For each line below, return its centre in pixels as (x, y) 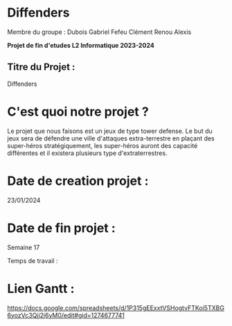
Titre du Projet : (41, 67)
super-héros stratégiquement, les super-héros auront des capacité (102, 145)
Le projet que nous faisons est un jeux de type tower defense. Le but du (110, 131)
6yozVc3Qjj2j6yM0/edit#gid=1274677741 (66, 315)
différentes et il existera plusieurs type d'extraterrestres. (87, 153)
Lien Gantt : (41, 288)
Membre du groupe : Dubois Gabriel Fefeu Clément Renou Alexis (99, 32)
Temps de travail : (33, 260)
